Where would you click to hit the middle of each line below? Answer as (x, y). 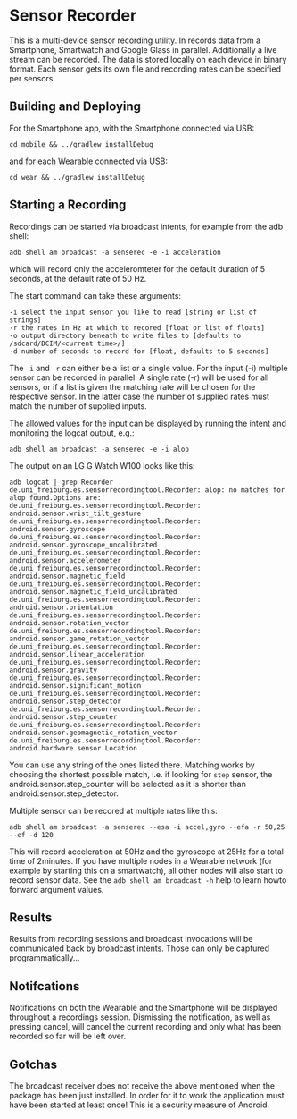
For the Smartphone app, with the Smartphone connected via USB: (132, 128)
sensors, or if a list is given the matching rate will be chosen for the (132, 386)
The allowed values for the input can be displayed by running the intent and (148, 423)
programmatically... (45, 958)
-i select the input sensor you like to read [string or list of (133, 312)
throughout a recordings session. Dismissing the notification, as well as (140, 1017)
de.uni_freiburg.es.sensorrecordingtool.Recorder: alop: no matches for (147, 490)
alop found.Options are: (55, 497)
